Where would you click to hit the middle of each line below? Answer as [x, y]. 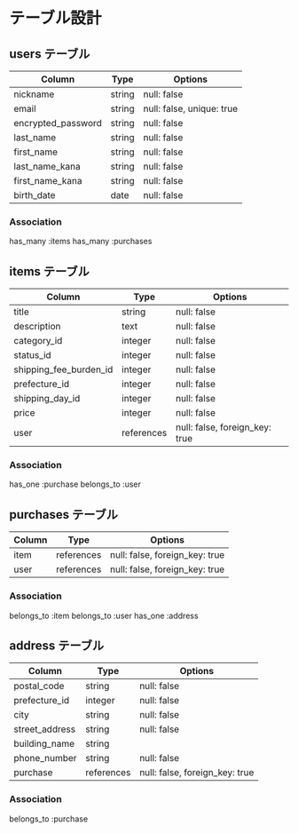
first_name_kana [48, 181]
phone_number [45, 758]
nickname [34, 94]
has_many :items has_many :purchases [81, 242]
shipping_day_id [47, 399]
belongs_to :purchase [49, 819]
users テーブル [50, 54]
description [37, 327]
